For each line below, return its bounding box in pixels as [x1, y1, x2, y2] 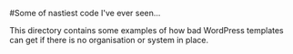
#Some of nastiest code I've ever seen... [9, 8, 161, 18]
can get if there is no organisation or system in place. [9, 35, 209, 45]
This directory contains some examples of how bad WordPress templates [9, 25, 284, 35]
